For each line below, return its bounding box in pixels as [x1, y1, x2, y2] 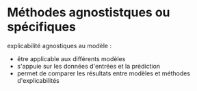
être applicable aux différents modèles [16, 54, 126, 62]
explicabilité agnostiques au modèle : [7, 41, 111, 50]
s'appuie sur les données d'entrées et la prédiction [16, 62, 161, 70]
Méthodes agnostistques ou [7, 5, 170, 20]
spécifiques [7, 19, 77, 35]
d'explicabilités [16, 76, 60, 84]
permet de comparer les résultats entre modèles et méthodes [16, 69, 190, 77]
